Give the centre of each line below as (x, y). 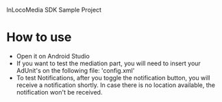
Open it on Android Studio (53, 56)
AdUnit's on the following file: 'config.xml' (75, 70)
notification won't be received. (59, 92)
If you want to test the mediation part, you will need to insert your (109, 63)
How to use (39, 37)
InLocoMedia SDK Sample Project (54, 10)
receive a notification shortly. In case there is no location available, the (115, 85)
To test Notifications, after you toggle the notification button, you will (113, 78)
